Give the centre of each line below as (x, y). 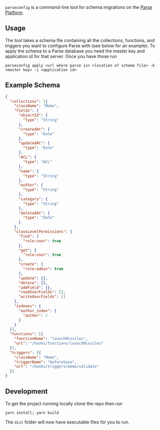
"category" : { (33, 199)
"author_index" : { (37, 311)
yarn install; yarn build (32, 412)
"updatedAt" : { (34, 143)
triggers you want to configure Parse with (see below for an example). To (80, 46)
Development (27, 392)
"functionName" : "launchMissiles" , (51, 339)
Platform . (14, 13)
